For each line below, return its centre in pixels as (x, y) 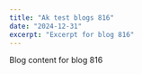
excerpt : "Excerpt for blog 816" (72, 34)
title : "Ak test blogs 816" (62, 18)
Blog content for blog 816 (56, 60)
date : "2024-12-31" (46, 26)
